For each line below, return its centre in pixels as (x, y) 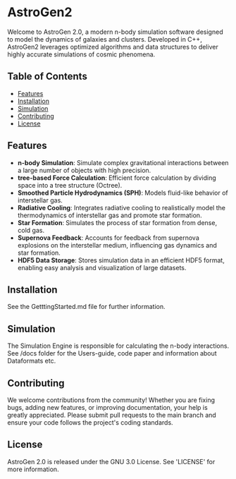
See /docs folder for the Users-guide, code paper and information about (112, 353)
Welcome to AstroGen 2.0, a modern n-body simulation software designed (115, 32)
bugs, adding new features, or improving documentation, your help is (107, 407)
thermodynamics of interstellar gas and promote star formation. (110, 215)
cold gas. (31, 230)
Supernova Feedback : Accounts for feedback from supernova (108, 238)
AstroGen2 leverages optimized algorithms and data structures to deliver (113, 47)
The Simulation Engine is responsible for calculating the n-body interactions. (118, 346)
